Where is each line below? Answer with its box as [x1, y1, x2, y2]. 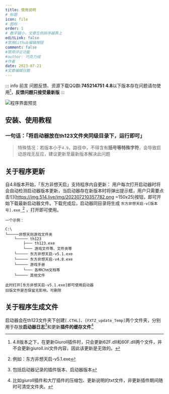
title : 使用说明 [5, 7, 36, 13]
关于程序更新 [5, 167, 45, 176]
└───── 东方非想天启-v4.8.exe [14, 257, 73, 262]
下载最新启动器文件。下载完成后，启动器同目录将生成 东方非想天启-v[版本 [9, 200, 158, 206]
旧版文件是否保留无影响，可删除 [5, 288, 62, 293]
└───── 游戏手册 [14, 262, 45, 267]
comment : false [5, 45, 37, 50]
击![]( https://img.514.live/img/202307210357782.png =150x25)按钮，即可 [5, 194, 157, 200]
